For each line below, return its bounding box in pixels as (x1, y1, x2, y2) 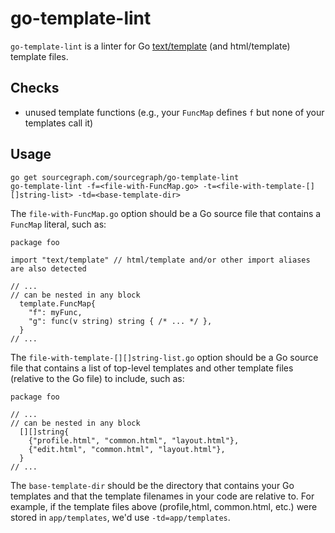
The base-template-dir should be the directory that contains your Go (10, 479, 295, 491)
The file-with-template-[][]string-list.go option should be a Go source (10, 351, 319, 363)
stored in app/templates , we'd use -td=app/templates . (10, 511, 231, 523)
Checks (10, 80, 60, 97)
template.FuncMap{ (19, 298, 97, 309)
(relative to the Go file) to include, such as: (10, 372, 185, 384)
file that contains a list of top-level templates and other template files (10, 362, 294, 374)
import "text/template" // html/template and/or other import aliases (10, 255, 311, 265)
